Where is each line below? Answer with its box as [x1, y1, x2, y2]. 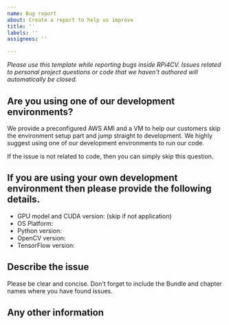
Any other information [7, 306, 105, 318]
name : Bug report [7, 10, 57, 17]
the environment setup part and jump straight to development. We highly [7, 132, 213, 140]
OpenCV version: [17, 233, 66, 242]
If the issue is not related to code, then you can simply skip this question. [7, 152, 214, 160]
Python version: [17, 227, 62, 235]
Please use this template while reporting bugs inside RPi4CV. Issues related [7, 61, 221, 69]
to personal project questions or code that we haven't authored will [7, 68, 198, 76]
